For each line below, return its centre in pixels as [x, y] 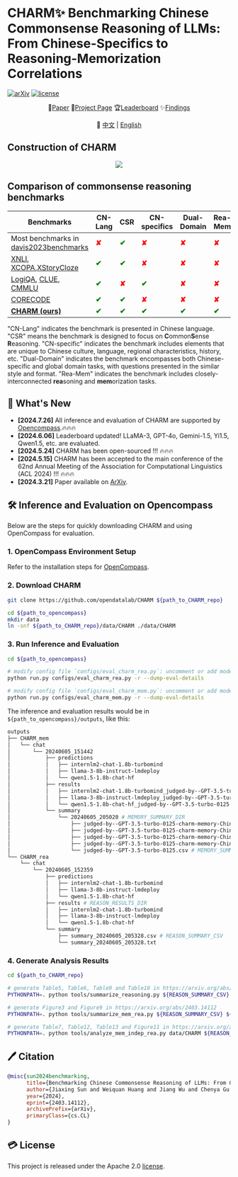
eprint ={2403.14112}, [58, 1103]
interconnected [29, 381]
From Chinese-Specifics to [88, 44]
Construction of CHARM [62, 148]
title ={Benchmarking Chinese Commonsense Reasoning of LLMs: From [126, 1083]
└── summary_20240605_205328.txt [107, 942]
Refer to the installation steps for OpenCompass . [78, 567]
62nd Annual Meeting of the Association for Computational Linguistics [120, 466]
